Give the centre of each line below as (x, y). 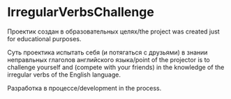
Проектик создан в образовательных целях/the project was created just (113, 31)
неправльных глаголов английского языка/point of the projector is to (109, 59)
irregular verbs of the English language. (64, 75)
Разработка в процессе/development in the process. (84, 88)
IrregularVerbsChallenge (81, 12)
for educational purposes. (44, 38)
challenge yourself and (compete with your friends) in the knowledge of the (116, 67)
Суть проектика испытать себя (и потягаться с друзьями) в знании (107, 52)
